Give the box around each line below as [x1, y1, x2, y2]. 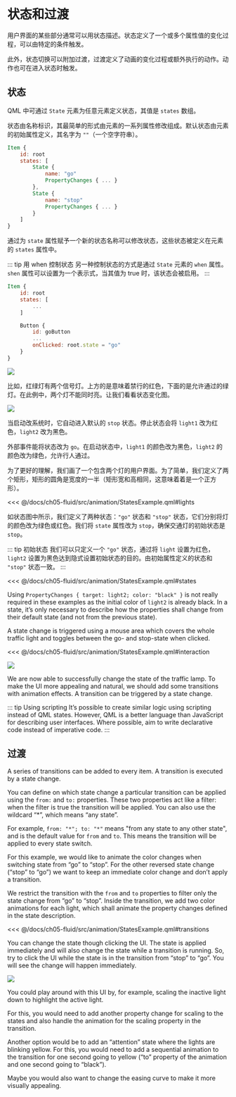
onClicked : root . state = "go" [32, 342, 121, 349]
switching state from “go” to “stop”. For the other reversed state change [7, 860, 215, 869]
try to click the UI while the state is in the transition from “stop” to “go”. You [7, 953, 224, 962]
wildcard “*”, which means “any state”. [7, 810, 119, 819]
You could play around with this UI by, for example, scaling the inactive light [7, 988, 226, 996]
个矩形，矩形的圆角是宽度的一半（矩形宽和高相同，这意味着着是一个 [7, 475, 204, 483]
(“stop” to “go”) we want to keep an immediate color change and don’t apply [7, 867, 228, 876]
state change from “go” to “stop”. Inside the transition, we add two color [7, 896, 216, 905]
